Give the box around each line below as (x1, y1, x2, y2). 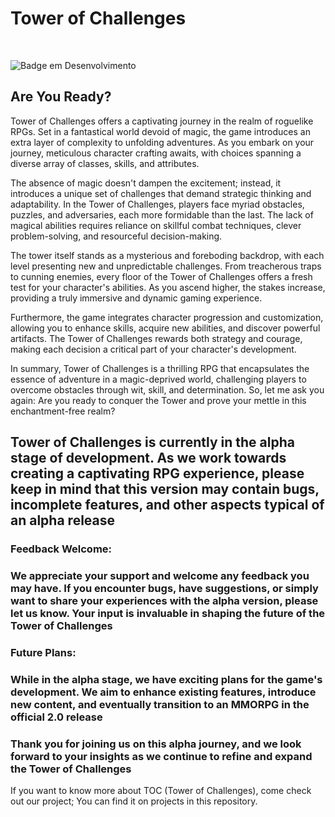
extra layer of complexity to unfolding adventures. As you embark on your (10, 136, 315, 148)
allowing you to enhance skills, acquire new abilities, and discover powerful (10, 322, 321, 334)
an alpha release (10, 512, 116, 529)
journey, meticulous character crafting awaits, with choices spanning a (10, 147, 302, 159)
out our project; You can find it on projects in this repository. (10, 795, 258, 807)
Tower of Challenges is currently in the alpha (10, 434, 295, 451)
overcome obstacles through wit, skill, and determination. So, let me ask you (10, 383, 325, 396)
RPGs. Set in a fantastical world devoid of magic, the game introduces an (10, 125, 311, 137)
